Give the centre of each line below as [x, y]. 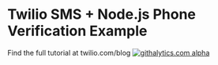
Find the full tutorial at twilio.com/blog [69, 52]
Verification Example [77, 31]
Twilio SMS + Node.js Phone [102, 14]
